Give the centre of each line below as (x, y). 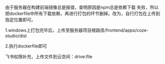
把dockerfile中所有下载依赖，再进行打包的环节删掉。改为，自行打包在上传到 (83, 13)
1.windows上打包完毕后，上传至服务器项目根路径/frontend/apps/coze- (77, 30)
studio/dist (16, 36)
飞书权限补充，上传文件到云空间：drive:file (49, 57)
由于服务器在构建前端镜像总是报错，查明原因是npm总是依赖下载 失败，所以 (82, 7)
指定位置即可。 (20, 20)
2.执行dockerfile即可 (26, 46)
